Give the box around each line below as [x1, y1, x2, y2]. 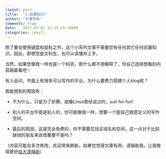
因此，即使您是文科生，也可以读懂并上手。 [13, 50, 100, 56]
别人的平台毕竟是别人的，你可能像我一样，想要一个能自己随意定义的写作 [12, 109, 160, 115]
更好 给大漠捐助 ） [9, 149, 44, 155]
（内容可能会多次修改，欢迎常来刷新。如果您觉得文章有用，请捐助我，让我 [5, 143, 157, 148]
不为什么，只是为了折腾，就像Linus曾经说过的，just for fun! [12, 99, 133, 104]
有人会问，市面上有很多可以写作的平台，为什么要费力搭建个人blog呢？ [5, 78, 148, 83]
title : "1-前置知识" [5, 12, 47, 17]
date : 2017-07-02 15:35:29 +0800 [5, 26, 79, 31]
